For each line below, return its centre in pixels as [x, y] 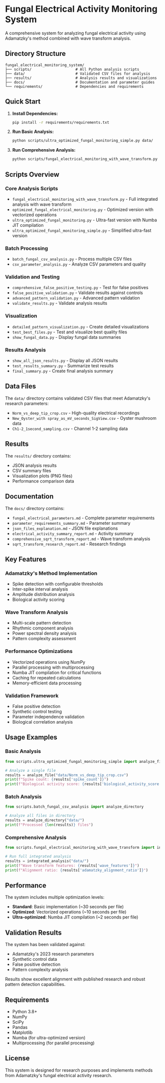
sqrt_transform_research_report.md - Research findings [69, 544]
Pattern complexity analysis [40, 970]
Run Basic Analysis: [33, 132]
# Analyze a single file [30, 770]
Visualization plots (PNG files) [42, 476]
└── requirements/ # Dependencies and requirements [74, 86]
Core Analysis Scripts [31, 189]
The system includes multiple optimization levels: [55, 897]
